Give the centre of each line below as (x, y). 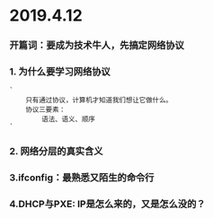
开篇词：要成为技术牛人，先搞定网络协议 (97, 46)
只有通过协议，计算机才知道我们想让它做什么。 (99, 100)
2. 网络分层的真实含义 (56, 152)
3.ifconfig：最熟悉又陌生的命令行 (82, 178)
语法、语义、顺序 (69, 119)
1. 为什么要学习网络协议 (60, 72)
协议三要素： (45, 110)
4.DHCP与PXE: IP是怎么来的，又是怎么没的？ (107, 205)
